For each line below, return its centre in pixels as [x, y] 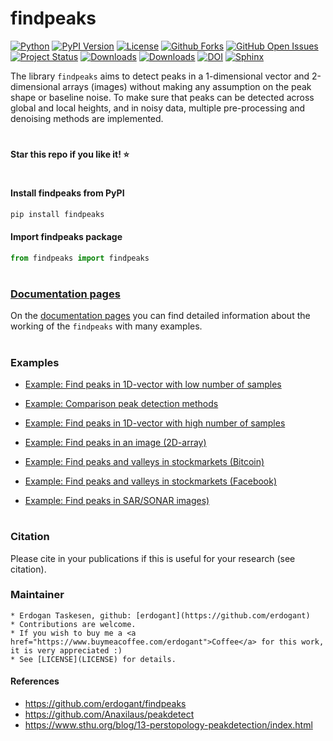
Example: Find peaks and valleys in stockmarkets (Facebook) [151, 481]
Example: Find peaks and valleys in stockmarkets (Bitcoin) [144, 461]
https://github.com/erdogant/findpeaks [105, 704]
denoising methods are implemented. [87, 118]
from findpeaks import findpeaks [80, 258]
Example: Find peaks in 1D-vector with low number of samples [153, 384]
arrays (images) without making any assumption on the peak [187, 86]
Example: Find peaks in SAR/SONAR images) [117, 500]
